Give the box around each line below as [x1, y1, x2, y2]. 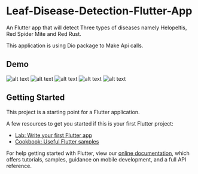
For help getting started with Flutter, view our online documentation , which [6, 149, 190, 157]
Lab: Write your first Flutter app [14, 132, 93, 139]
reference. [6, 162, 32, 169]
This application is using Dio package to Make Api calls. [6, 42, 144, 49]
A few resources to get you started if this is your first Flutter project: [6, 120, 173, 127]
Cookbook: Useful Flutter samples [14, 138, 99, 145]
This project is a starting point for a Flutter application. [6, 108, 140, 115]
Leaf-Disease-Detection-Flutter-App [6, 4, 193, 18]
